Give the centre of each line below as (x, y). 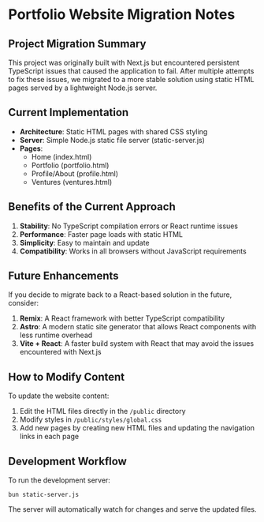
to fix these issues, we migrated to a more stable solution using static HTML (131, 79)
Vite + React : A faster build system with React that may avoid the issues (137, 344)
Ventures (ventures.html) (72, 182)
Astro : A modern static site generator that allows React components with (138, 327)
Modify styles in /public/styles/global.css (91, 419)
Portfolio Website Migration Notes (122, 15)
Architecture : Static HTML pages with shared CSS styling (113, 131)
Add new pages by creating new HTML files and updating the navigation (137, 428)
